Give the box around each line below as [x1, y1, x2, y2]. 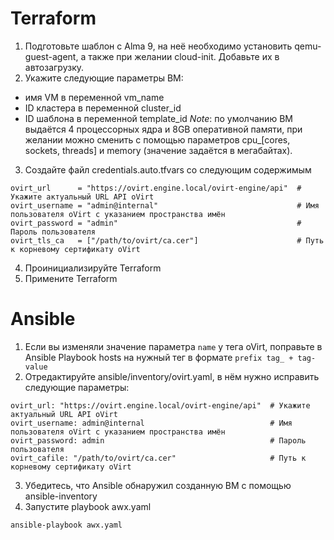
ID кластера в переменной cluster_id [24, 102, 182, 114]
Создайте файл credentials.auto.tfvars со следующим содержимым [24, 163, 312, 176]
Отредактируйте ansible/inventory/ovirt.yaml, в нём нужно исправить [24, 370, 320, 382]
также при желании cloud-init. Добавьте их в [88, 50, 280, 62]
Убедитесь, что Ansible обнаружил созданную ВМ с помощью [24, 479, 292, 491]
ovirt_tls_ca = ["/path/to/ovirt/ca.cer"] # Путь [10, 235, 325, 246]
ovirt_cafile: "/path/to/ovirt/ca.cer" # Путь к [10, 453, 307, 463]
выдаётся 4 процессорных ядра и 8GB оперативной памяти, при [24, 123, 303, 135]
